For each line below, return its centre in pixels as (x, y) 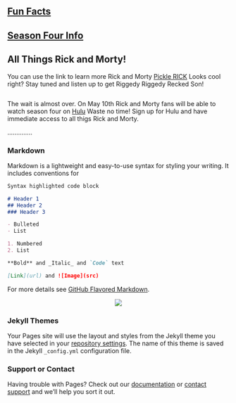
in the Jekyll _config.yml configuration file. (69, 350)
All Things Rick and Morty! (67, 59)
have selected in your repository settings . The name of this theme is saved (116, 343)
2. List (19, 250)
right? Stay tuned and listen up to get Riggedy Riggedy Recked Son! (106, 84)
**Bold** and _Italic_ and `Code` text (66, 263)
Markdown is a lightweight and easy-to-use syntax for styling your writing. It (118, 165)
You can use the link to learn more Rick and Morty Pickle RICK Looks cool (114, 76)
